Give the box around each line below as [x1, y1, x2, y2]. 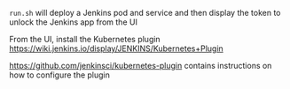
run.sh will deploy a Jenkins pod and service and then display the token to [9, 8, 281, 18]
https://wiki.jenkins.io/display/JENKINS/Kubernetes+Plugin [9, 43, 223, 54]
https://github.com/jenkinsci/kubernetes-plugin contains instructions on [9, 61, 272, 70]
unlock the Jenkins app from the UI [9, 17, 137, 27]
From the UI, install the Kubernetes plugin [9, 34, 161, 44]
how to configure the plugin [9, 70, 111, 80]
